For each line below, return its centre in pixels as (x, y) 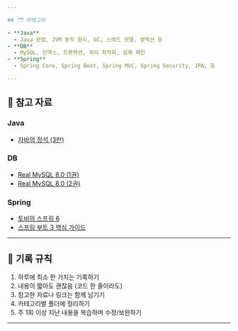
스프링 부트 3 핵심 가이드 (52, 228)
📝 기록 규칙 (30, 258)
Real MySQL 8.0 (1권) (48, 174)
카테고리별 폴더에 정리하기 (54, 303)
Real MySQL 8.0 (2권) (49, 183)
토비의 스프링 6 (39, 219)
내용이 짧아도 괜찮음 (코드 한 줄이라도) (70, 286)
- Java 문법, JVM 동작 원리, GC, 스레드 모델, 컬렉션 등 (88, 40)
